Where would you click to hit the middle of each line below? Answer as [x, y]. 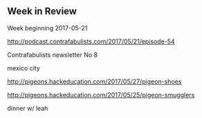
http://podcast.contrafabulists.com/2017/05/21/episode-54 [91, 41]
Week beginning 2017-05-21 [47, 28]
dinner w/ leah [28, 108]
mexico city [24, 68]
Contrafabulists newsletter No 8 [53, 55]
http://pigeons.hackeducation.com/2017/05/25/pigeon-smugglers [101, 95]
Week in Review [42, 11]
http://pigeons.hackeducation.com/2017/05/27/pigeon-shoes [94, 81]
